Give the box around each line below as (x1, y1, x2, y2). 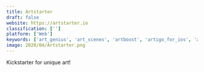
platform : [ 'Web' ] (6, 31, 53, 37)
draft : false (6, 14, 39, 20)
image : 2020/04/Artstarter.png (6, 43, 86, 49)
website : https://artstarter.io (6, 20, 88, 26)
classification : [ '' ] (6, 25, 61, 32)
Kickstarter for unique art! (6, 58, 71, 66)
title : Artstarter (6, 8, 53, 15)
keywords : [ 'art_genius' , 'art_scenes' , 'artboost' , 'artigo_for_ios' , (6, 37, 191, 43)
